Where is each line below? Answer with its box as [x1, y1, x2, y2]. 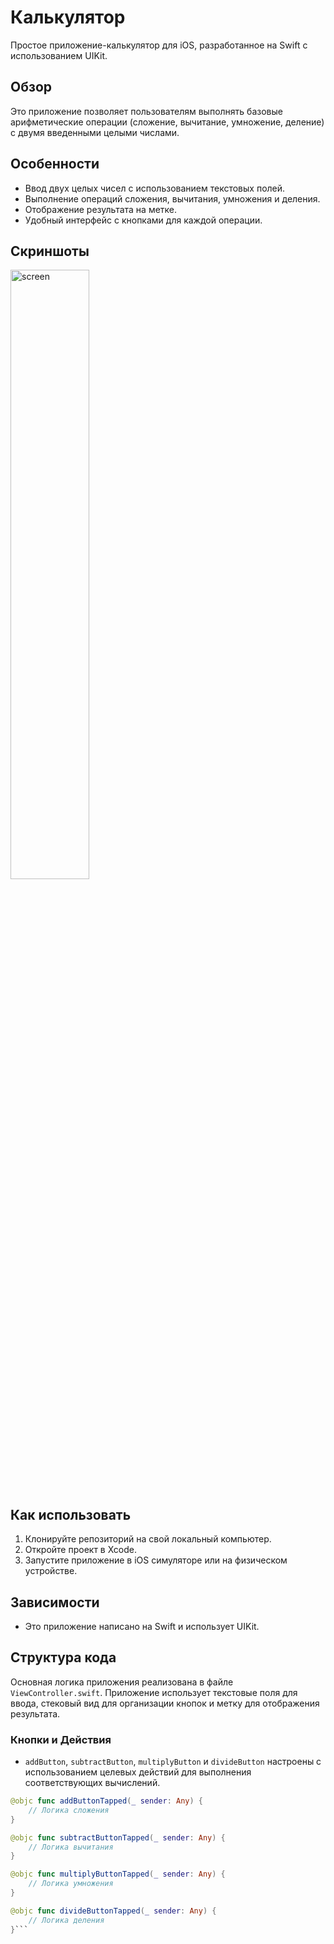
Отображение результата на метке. [24, 203, 178, 215]
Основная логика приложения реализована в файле [10, 1676, 234, 1688]
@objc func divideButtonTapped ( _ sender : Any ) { [10, 1906, 217, 1916]
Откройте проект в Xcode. [24, 1544, 138, 1556]
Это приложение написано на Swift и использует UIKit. [24, 1621, 260, 1632]
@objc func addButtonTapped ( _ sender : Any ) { [10, 1796, 203, 1806]
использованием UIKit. [10, 49, 108, 61]
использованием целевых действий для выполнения [24, 1766, 252, 1778]
